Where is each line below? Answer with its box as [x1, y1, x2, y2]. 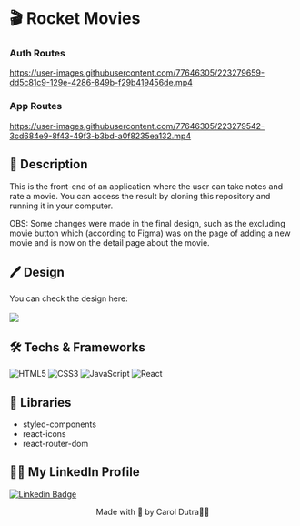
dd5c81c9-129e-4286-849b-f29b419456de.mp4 [9, 77, 193, 88]
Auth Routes [9, 47, 65, 60]
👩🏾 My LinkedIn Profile [9, 464, 140, 480]
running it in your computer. [9, 200, 114, 211]
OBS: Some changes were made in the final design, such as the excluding [9, 217, 285, 228]
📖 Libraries [9, 394, 72, 410]
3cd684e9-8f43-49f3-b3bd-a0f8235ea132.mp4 [9, 130, 192, 141]
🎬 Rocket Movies [9, 8, 141, 29]
